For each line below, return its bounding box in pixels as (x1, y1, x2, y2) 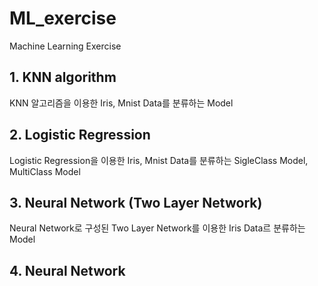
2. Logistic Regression (9, 127, 151, 144)
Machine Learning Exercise (9, 40, 122, 52)
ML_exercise (9, 7, 117, 30)
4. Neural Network (9, 262, 126, 279)
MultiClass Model (9, 165, 81, 177)
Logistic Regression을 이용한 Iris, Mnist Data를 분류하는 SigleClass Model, (9, 154, 309, 166)
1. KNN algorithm (9, 69, 117, 86)
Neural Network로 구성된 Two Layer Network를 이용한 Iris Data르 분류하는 (9, 222, 306, 234)
